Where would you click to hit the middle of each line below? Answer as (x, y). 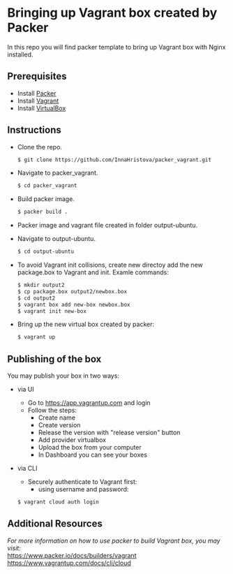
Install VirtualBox (42, 108)
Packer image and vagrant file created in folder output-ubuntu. (107, 226)
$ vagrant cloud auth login (58, 502)
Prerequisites (37, 76)
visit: (14, 548)
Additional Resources (55, 524)
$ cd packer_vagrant (47, 186)
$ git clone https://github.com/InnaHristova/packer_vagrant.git (114, 160)
